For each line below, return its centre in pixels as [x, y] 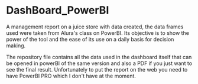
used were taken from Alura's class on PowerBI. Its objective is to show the [98, 33]
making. [16, 46]
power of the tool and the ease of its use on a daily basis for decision [90, 39]
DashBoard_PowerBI [58, 10]
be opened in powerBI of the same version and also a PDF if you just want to [99, 63]
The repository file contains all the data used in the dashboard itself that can [99, 57]
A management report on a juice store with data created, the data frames [95, 27]
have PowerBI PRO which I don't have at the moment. [71, 76]
